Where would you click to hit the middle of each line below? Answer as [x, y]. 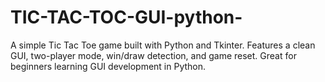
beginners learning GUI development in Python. [108, 66]
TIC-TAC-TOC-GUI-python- [126, 17]
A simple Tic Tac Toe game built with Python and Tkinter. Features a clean [163, 45]
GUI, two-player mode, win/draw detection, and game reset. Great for [153, 55]
